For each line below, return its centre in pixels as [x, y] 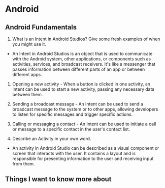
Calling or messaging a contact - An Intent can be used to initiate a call [84, 124]
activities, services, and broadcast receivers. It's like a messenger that [84, 64]
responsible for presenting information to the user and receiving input [83, 159]
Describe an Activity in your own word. [51, 139]
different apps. [27, 74]
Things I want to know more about [58, 179]
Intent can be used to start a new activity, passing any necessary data [83, 89]
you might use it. [29, 44]
